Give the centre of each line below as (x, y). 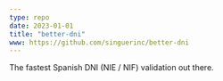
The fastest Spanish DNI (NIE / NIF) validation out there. (111, 68)
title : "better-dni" (48, 34)
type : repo (29, 17)
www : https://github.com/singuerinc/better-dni (99, 42)
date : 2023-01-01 (41, 26)
